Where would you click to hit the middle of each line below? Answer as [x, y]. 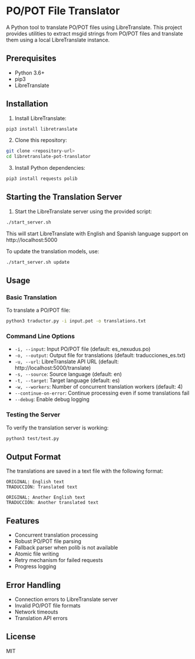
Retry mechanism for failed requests [59, 560]
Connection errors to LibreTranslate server [66, 599]
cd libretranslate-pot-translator [49, 157]
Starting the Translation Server [64, 197]
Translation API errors [41, 618]
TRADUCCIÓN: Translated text [42, 487]
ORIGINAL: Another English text [46, 498]
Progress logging [35, 567]
